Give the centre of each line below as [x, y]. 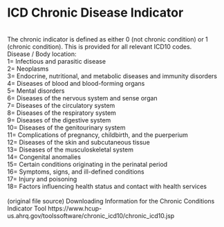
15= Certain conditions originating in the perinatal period [87, 164]
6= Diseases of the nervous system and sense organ [82, 98]
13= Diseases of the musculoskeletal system [70, 149]
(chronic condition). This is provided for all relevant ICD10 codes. [100, 46]
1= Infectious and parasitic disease [56, 61]
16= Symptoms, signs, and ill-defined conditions [76, 172]
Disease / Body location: [42, 54]
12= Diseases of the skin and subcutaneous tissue [78, 142]
